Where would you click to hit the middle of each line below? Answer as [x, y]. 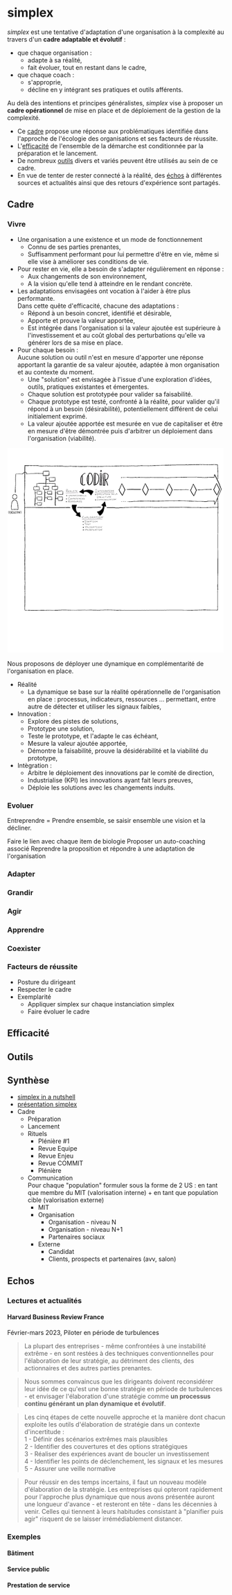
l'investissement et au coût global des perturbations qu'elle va [116, 335]
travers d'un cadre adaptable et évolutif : [66, 39]
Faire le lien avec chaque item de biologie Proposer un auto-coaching [106, 841]
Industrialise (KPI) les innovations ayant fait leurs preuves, [110, 780]
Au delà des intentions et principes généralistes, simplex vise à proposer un [115, 103]
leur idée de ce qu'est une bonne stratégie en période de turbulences [123, 1388]
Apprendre [26, 930]
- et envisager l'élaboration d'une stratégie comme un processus [117, 1396]
